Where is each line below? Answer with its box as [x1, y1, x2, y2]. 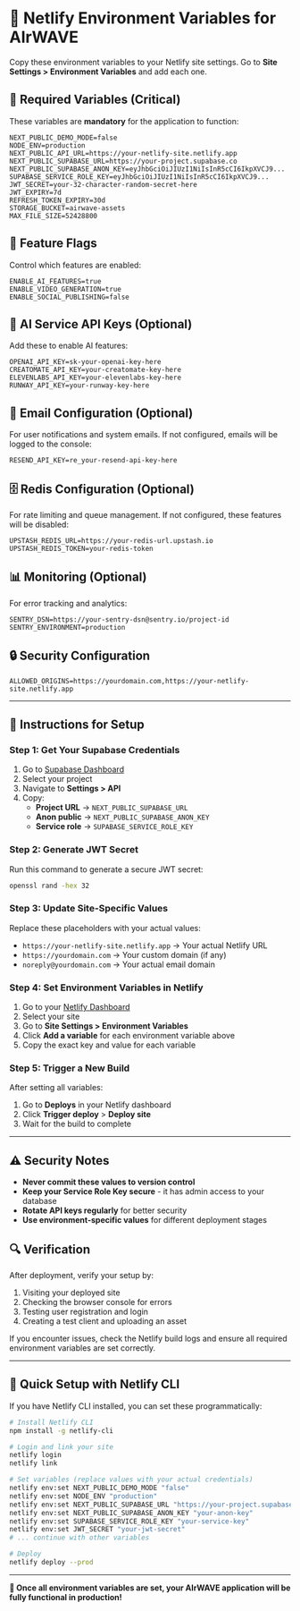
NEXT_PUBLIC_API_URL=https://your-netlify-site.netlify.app [9, 148, 238, 157]
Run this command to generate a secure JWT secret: [9, 863, 204, 875]
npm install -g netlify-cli [9, 1426, 114, 1435]
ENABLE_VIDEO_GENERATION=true [9, 284, 122, 293]
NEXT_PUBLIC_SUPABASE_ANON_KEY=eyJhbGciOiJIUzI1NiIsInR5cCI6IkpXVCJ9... [9, 165, 286, 174]
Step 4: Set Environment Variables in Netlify [9, 981, 204, 994]
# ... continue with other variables [9, 1533, 150, 1542]
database [21, 1196, 57, 1207]
